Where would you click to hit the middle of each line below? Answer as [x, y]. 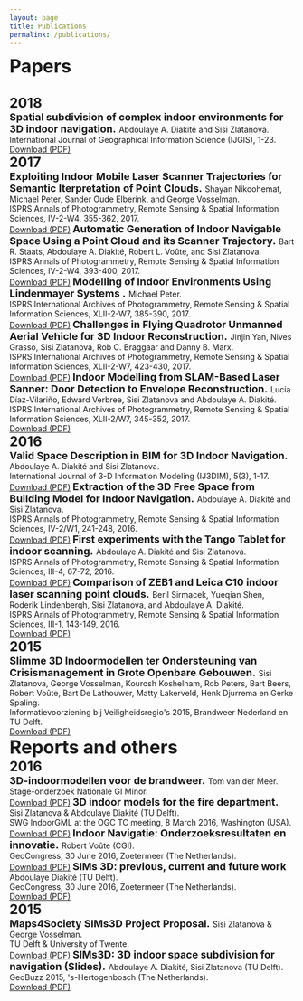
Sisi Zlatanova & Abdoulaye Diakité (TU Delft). [95, 813]
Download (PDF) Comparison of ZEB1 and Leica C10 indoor [144, 582]
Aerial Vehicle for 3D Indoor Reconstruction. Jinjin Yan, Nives [151, 337]
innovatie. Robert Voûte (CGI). [72, 845]
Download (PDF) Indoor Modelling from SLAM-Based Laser [145, 378]
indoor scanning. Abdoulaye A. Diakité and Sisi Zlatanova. [128, 551]
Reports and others [94, 748]
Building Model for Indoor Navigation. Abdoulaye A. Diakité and [150, 499]
